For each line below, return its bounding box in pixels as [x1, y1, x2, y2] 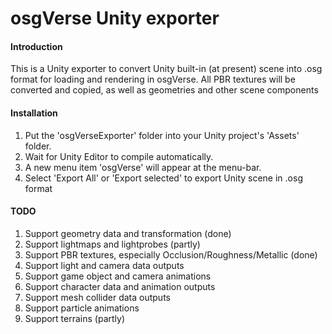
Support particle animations [24, 302, 140, 314]
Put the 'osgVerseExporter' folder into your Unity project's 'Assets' [24, 129, 300, 141]
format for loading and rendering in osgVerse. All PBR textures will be [10, 73, 296, 86]
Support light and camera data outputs [24, 259, 185, 271]
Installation [10, 107, 58, 119]
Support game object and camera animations [24, 270, 212, 282]
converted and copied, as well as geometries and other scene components [10, 84, 319, 96]
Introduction [10, 40, 63, 52]
